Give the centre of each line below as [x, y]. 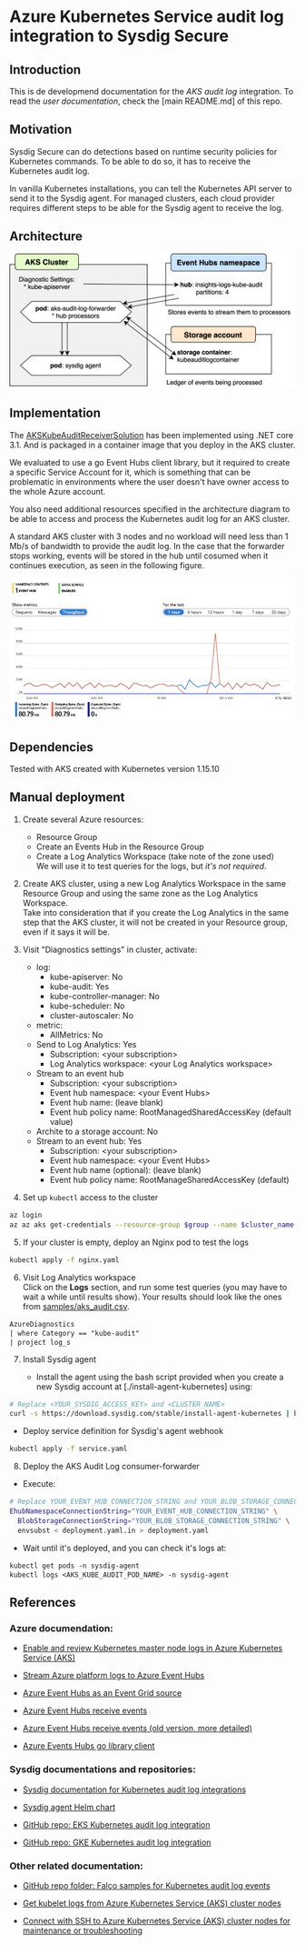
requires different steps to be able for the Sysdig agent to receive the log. [147, 207]
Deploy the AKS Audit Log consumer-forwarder [111, 1467]
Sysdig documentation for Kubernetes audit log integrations [134, 1790]
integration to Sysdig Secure [119, 36]
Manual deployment [67, 797]
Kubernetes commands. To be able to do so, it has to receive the [130, 161]
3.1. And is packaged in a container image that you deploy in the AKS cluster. [152, 445]
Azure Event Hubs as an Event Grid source [102, 1693]
